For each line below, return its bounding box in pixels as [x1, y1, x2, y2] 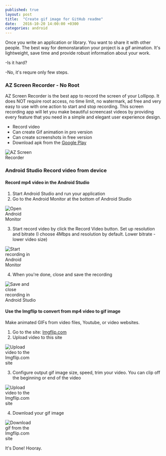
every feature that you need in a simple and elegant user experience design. [5, 114, 162, 120]
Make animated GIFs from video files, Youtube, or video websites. [5, 319, 140, 325]
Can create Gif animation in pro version [12, 129, 93, 135]
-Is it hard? [5, 60, 27, 66]
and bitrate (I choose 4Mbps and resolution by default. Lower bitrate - [12, 231, 156, 237]
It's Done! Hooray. [5, 445, 42, 451]
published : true [5, 7, 39, 12]
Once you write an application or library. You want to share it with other [5, 39, 151, 45]
